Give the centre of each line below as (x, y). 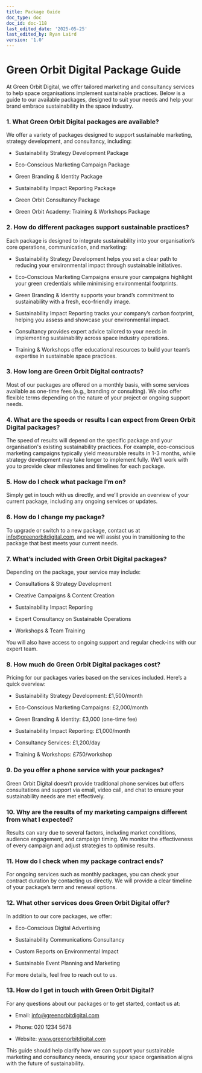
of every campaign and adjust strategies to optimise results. (81, 845)
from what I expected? (40, 819)
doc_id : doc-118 (27, 23)
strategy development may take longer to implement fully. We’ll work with (97, 460)
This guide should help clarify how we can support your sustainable (90, 1050)
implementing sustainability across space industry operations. (92, 338)
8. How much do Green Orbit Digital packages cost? (84, 664)
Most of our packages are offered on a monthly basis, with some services (98, 384)
